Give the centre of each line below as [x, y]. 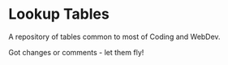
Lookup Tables [59, 14]
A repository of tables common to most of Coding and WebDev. [114, 37]
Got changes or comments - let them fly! [76, 52]
